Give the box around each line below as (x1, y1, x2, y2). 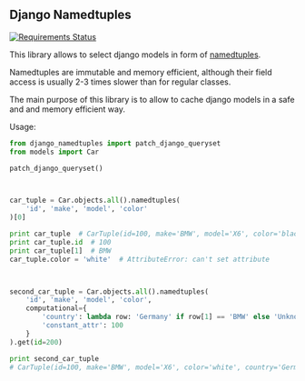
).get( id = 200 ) (9, 337, 64, 346)
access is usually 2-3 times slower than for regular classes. (9, 76, 231, 87)
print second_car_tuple (9, 354, 100, 363)
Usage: (9, 121, 36, 132)
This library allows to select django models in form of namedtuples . (9, 49, 261, 60)
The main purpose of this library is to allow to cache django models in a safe (9, 94, 295, 105)
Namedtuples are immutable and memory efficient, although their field (9, 66, 272, 77)
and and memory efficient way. (9, 104, 125, 115)
